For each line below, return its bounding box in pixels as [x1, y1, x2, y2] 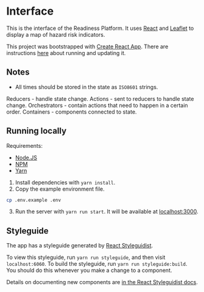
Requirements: [6, 142, 43, 149]
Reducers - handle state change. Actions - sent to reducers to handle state [6, 95, 194, 102]
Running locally [6, 126, 67, 136]
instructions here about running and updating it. [6, 49, 126, 56]
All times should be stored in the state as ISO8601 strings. [15, 83, 158, 90]
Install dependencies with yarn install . [15, 178, 116, 186]
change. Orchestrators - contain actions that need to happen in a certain [6, 101, 188, 109]
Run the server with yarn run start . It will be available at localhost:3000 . [15, 208, 199, 215]
